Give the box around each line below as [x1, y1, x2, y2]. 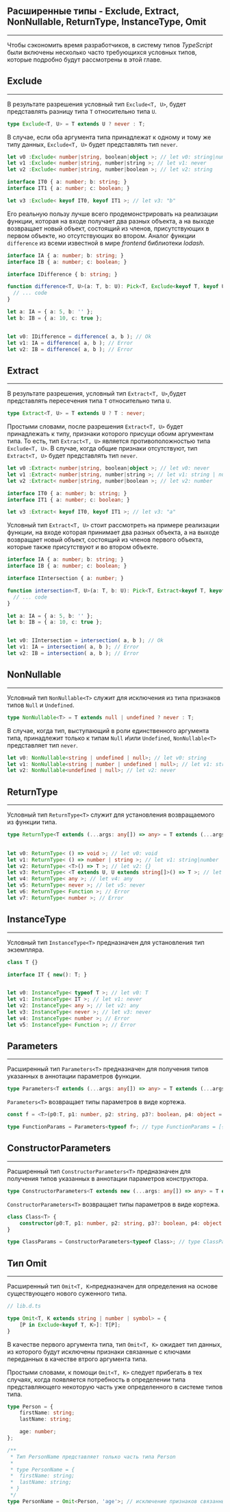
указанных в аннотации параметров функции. [7, 1072, 142, 1081]
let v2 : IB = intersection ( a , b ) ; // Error [7, 650, 139, 657]
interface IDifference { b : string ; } [7, 271, 118, 278]
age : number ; [19, 1428, 57, 1435]
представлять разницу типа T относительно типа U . [7, 107, 157, 115]
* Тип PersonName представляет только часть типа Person [10, 1453, 176, 1460]
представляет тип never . [7, 741, 79, 749]
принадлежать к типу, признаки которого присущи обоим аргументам [7, 430, 214, 438]
